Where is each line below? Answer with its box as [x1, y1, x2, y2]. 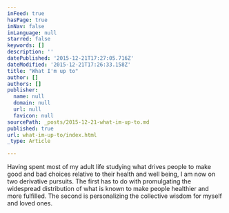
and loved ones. [7, 199, 53, 208]
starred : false [7, 36, 51, 43]
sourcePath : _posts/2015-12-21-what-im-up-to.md [7, 118, 150, 126]
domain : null [13, 100, 51, 106]
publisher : [7, 87, 39, 93]
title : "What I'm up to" [7, 67, 79, 74]
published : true [7, 125, 54, 132]
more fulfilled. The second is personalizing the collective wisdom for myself [7, 192, 222, 200]
